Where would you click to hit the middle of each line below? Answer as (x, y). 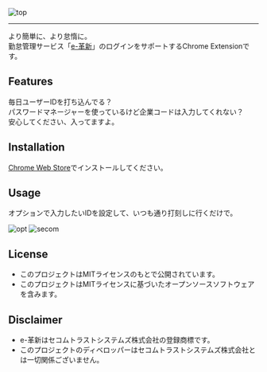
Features (31, 82)
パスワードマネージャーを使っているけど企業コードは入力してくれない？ (126, 112)
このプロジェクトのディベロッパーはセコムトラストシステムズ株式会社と (138, 350)
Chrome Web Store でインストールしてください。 (88, 167)
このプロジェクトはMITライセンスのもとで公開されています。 (120, 274)
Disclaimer (35, 320)
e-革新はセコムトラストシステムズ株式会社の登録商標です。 (117, 340)
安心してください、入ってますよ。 (64, 121)
